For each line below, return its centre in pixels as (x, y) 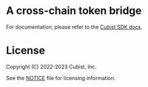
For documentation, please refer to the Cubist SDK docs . (74, 27)
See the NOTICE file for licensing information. (61, 78)
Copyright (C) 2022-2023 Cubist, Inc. (51, 67)
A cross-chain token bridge (74, 11)
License (26, 51)
